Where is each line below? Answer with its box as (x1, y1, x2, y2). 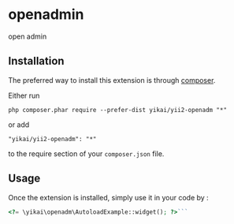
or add (8, 120, 30, 129)
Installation (8, 54, 65, 68)
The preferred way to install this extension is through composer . (8, 75, 216, 84)
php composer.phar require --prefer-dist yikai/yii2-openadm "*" (8, 106, 227, 114)
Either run (8, 91, 40, 100)
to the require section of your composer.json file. (8, 148, 165, 159)
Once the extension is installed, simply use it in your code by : (8, 192, 209, 202)
